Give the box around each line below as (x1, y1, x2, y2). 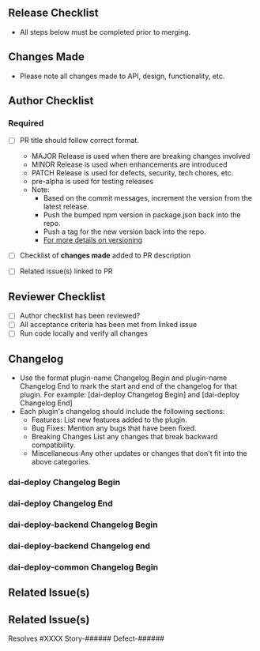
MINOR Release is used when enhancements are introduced (31, 160, 228, 169)
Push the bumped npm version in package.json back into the (43, 210, 241, 220)
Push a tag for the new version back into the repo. (43, 227, 207, 236)
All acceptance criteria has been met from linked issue (19, 320, 198, 329)
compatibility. (31, 440, 76, 450)
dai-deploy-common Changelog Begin (8, 561, 159, 572)
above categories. (31, 457, 91, 467)
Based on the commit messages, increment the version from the (43, 194, 253, 203)
